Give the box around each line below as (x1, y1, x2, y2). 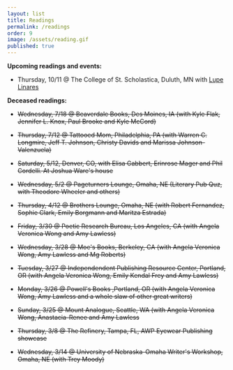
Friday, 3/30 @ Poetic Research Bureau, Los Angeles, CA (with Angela (17, 222, 220, 230)
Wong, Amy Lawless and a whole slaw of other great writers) (17, 293, 193, 300)
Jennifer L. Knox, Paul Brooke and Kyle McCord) (17, 117, 157, 126)
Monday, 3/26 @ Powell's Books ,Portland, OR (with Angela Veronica (17, 285, 216, 293)
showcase (17, 334, 47, 342)
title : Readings (7, 17, 54, 24)
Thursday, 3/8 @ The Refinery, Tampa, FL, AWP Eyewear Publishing (17, 327, 213, 335)
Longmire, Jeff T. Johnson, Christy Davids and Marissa (17, 138, 176, 147)
